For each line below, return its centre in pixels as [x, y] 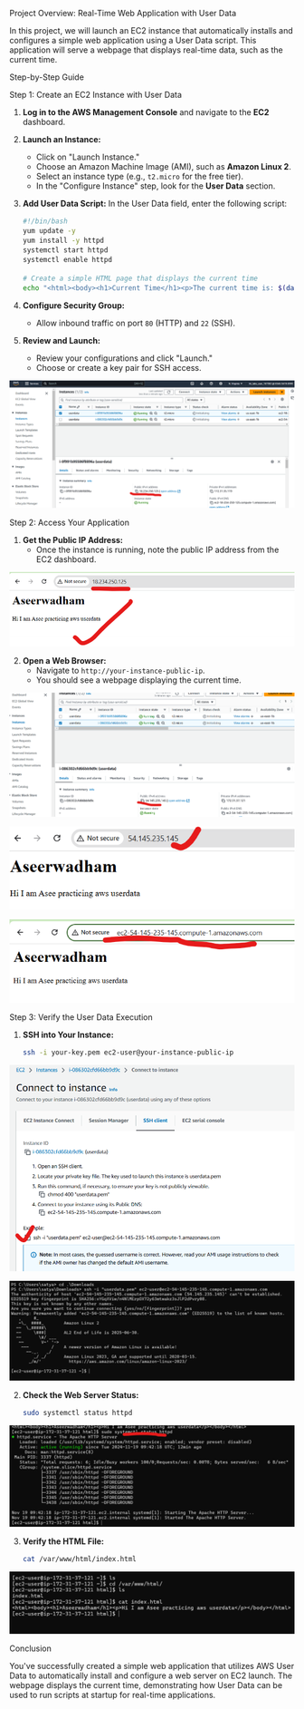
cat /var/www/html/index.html [80, 1558]
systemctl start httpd [65, 250]
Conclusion [31, 1648]
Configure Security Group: [73, 306]
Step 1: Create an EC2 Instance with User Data [96, 95]
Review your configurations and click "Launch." [124, 358]
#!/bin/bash [45, 221]
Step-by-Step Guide [47, 77]
